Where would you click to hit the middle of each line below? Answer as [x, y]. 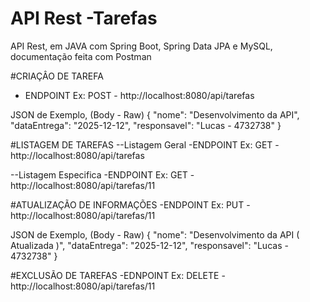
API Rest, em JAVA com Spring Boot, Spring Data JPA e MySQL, [141, 46]
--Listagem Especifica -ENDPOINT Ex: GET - [102, 174]
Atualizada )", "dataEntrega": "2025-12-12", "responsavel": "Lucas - [149, 245]
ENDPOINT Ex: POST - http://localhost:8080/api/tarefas [139, 95]
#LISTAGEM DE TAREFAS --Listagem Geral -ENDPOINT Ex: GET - [145, 144]
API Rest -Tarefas [84, 18]
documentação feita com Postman [81, 56]
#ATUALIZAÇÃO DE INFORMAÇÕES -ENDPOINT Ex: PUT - [130, 204]
